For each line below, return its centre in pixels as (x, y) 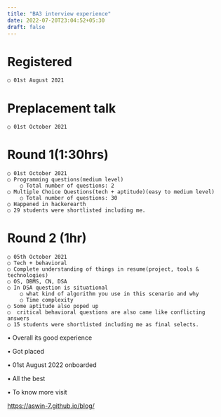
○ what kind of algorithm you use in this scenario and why (109, 294)
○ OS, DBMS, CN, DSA (38, 282)
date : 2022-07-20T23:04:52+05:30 (56, 20)
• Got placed (26, 352)
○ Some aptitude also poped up (53, 307)
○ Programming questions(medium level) (66, 180)
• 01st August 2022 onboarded (52, 365)
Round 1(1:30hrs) (58, 155)
